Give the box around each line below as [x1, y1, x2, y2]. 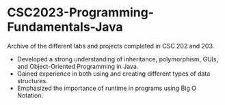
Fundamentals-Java [7, 19, 123, 35]
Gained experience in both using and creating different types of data [16, 70, 211, 78]
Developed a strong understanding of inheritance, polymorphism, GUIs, [16, 55, 219, 63]
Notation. [16, 91, 43, 100]
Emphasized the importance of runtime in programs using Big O [16, 84, 197, 92]
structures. [16, 76, 48, 85]
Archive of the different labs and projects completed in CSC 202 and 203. [7, 42, 215, 50]
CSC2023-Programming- [7, 5, 154, 20]
